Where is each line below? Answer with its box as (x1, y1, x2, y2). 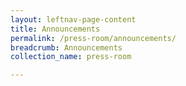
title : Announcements (10, 24, 101, 34)
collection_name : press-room (10, 52, 132, 62)
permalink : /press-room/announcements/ (10, 33, 177, 43)
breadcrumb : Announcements (10, 42, 123, 53)
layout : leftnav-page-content (10, 14, 137, 25)
